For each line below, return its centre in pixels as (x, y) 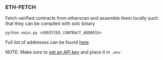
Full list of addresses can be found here (47, 42)
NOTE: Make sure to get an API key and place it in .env (63, 52)
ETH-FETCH (21, 7)
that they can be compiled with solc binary (50, 23)
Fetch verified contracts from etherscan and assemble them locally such (82, 18)
